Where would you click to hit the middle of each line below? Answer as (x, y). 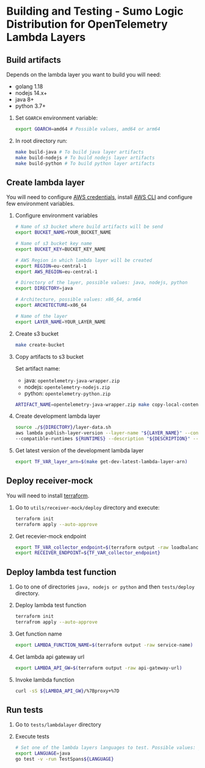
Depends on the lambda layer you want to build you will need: (84, 74)
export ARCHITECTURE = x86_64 (51, 305)
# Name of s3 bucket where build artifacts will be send (89, 227)
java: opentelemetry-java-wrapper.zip (72, 380)
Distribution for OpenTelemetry (87, 24)
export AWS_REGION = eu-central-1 (56, 272)
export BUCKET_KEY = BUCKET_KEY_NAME (60, 249)
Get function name (38, 634)
